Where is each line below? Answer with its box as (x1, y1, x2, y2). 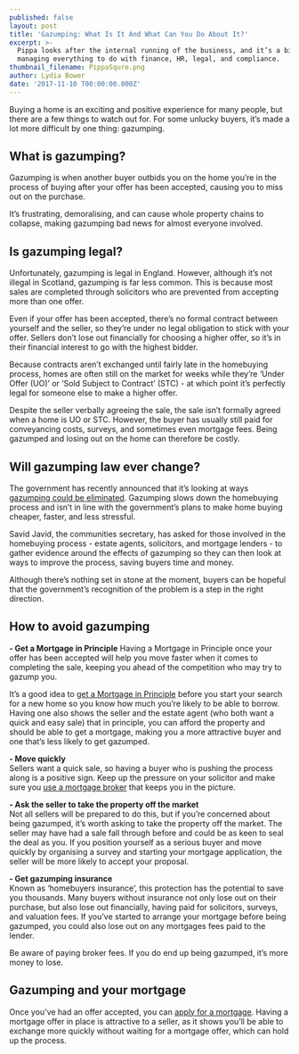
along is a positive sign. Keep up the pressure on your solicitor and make (9, 772, 276, 783)
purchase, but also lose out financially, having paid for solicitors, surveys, (9, 901, 279, 912)
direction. (9, 593, 44, 604)
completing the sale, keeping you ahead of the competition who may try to (9, 661, 282, 672)
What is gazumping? (9, 149, 126, 164)
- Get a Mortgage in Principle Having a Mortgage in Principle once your (9, 643, 273, 653)
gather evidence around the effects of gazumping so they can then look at (9, 548, 282, 559)
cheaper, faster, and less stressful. (9, 511, 136, 522)
